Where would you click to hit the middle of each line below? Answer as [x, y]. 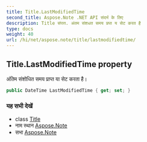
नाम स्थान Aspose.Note [41, 125]
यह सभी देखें [20, 106]
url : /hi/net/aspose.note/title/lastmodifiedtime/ [71, 40]
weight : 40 [20, 34]
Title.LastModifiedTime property [69, 64]
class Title [28, 119]
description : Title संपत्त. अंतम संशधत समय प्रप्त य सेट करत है [73, 23]
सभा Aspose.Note [36, 132]
